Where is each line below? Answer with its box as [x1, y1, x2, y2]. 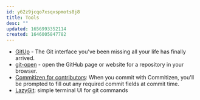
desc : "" [6, 20, 29, 26]
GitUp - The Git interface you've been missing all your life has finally [15, 48, 187, 55]
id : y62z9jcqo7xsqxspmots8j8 [6, 8, 80, 15]
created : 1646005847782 [6, 32, 67, 38]
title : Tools [6, 15, 40, 21]
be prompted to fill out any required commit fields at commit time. [15, 80, 180, 88]
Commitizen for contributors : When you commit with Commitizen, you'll [15, 74, 195, 81]
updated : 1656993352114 [6, 25, 67, 32]
